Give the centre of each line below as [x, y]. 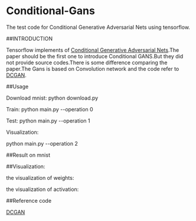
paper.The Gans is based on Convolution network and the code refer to [93, 68]
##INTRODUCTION [30, 38]
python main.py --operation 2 [42, 143]
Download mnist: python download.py [52, 98]
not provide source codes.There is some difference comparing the [87, 62]
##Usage [17, 86]
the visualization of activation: [43, 189]
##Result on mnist [28, 155]
